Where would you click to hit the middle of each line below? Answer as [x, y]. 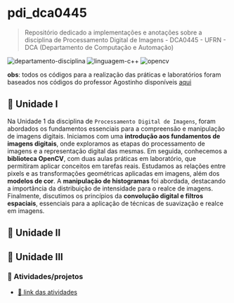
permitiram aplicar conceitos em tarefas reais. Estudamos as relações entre [117, 166]
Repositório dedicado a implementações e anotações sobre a [113, 32]
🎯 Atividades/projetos [45, 277]
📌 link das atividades [47, 292]
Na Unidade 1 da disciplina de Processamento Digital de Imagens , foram [112, 121]
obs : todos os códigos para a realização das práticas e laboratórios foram [114, 75]
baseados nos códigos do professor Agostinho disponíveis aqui [99, 82]
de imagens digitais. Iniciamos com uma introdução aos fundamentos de [114, 136]
